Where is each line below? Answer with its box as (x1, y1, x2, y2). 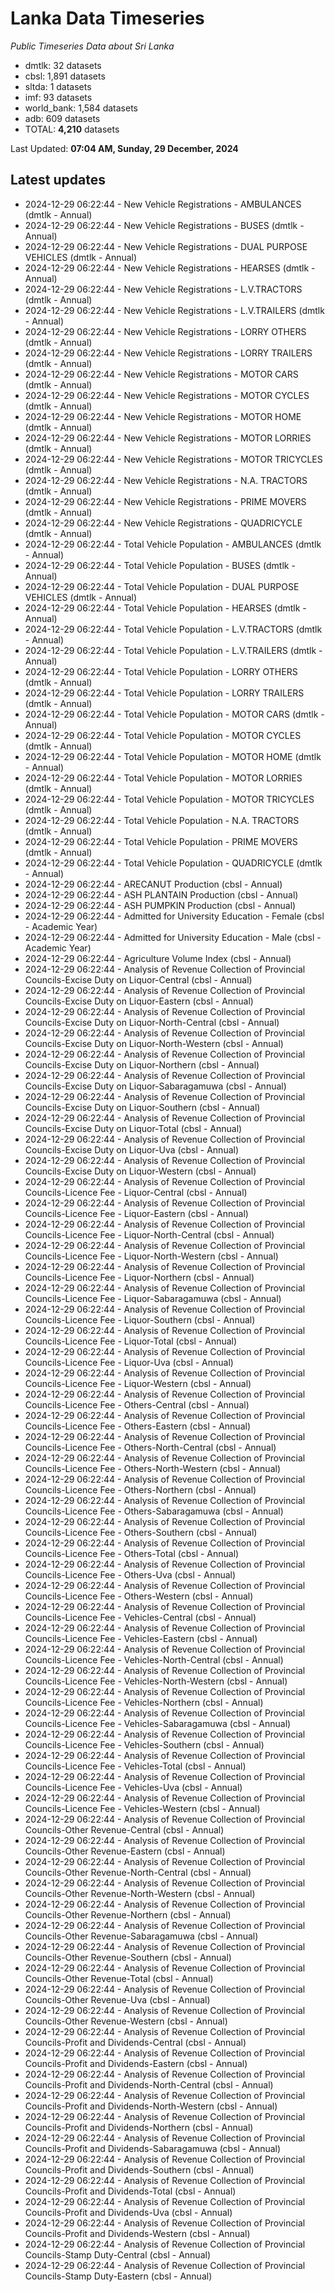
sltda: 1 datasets (24, 80, 92, 92)
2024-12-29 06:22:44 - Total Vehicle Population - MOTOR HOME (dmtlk (24, 750, 322, 762)
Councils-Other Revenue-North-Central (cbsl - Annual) (24, 1866, 252, 1878)
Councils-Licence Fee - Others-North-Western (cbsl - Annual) (24, 1462, 281, 1474)
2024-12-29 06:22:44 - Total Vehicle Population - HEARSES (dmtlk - (24, 602, 307, 614)
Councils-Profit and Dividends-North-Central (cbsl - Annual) (24, 2078, 274, 2091)
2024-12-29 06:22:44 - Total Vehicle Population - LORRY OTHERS (24, 665, 298, 677)
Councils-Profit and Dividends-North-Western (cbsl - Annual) (24, 2100, 278, 2112)
